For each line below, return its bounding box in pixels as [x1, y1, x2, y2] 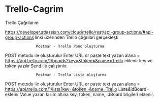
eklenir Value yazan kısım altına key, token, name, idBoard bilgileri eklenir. [5, 91, 154, 97]
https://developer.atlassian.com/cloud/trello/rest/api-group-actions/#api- [5, 29, 154, 35]
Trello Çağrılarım [5, 20, 39, 25]
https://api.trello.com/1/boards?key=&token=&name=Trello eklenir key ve [5, 57, 153, 63]
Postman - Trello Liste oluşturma [36, 72, 107, 77]
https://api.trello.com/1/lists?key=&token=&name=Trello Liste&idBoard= [5, 86, 150, 92]
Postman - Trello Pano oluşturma [36, 44, 105, 49]
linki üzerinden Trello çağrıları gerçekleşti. [35, 34, 120, 40]
